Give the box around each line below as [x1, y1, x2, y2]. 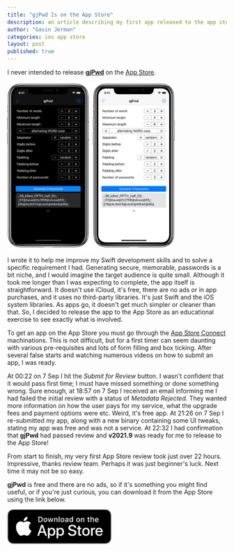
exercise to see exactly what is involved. [7, 315, 123, 324]
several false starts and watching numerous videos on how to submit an [7, 351, 214, 359]
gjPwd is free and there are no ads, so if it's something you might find [7, 480, 208, 488]
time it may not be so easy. [7, 467, 85, 475]
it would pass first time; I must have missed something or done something [7, 379, 219, 387]
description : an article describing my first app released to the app [7, 18, 217, 26]
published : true [7, 48, 54, 55]
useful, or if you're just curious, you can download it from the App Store [7, 488, 213, 496]
